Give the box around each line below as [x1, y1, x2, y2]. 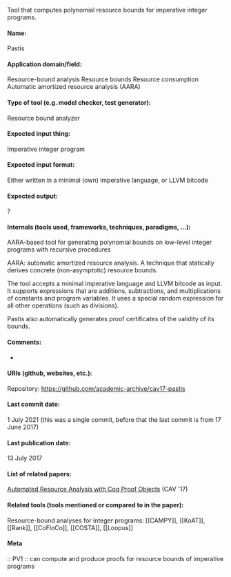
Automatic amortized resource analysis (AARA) [7, 83, 141, 91]
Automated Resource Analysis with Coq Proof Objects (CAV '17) [7, 485, 188, 494]
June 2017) [7, 423, 39, 432]
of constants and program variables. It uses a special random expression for [7, 294, 224, 303]
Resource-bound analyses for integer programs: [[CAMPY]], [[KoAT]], [7, 516, 205, 525]
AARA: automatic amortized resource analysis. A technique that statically [7, 259, 215, 267]
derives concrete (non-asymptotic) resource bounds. [7, 266, 159, 274]
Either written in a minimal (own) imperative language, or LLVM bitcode [7, 176, 209, 185]
